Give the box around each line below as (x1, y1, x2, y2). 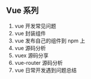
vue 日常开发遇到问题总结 (14, 67, 77, 74)
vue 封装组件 (14, 29, 46, 37)
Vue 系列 (6, 5, 39, 16)
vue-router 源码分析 (14, 59, 63, 66)
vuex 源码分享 (14, 52, 49, 59)
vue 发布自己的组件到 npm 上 (14, 37, 86, 44)
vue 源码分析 (14, 44, 46, 51)
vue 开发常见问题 (14, 22, 57, 29)
